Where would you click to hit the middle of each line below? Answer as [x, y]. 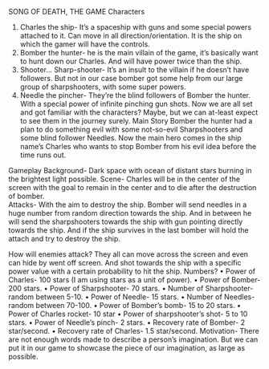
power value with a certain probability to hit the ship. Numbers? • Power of [132, 271]
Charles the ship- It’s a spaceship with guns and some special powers [135, 27]
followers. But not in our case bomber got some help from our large [131, 78]
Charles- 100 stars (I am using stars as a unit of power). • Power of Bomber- [134, 280]
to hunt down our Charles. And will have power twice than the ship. [131, 61]
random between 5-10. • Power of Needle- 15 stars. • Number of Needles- [132, 297]
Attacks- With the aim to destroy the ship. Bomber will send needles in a [128, 205]
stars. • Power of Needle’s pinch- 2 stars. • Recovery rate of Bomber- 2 [127, 322]
